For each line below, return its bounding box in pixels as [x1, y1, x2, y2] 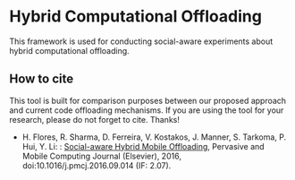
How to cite [9, 72, 74, 87]
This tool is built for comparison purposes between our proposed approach [9, 95, 287, 106]
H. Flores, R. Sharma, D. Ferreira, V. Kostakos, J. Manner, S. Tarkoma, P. [21, 132, 287, 142]
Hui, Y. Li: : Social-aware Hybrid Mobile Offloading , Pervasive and [21, 141, 265, 151]
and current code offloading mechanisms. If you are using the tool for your [9, 105, 284, 116]
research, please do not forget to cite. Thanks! [9, 114, 181, 124]
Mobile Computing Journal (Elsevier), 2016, [21, 150, 181, 161]
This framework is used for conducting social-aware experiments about [9, 36, 274, 47]
